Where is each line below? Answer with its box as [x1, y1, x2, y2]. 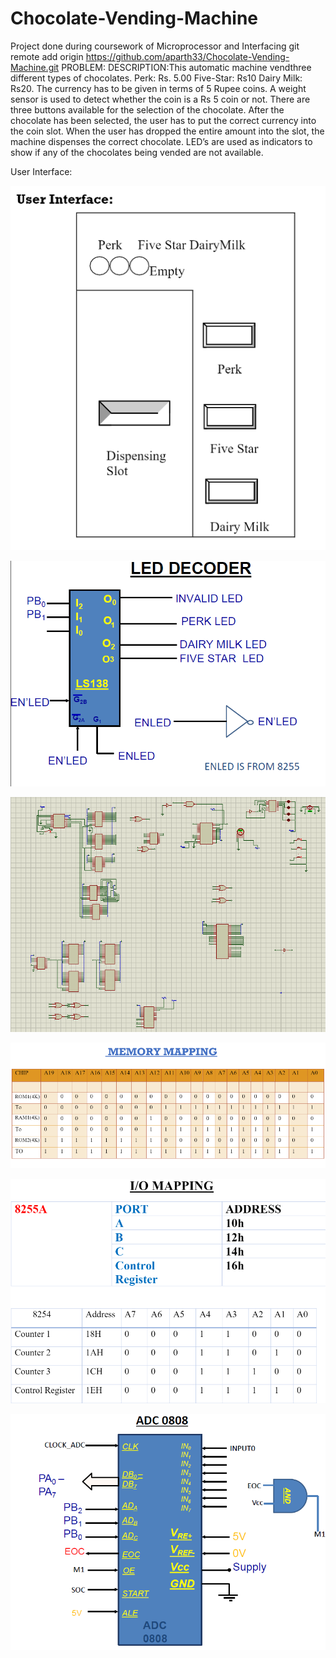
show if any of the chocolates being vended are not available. [10, 146, 264, 158]
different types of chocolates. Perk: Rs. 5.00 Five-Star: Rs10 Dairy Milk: [10, 72, 303, 84]
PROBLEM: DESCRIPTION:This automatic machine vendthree [61, 61, 312, 73]
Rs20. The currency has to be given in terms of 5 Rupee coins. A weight [10, 82, 307, 94]
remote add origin [10, 50, 84, 62]
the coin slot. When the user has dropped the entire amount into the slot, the [10, 125, 325, 137]
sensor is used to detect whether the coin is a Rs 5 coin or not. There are [10, 93, 311, 105]
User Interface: [10, 165, 73, 177]
